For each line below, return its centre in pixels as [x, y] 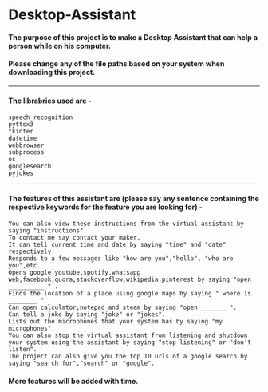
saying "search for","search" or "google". [82, 364]
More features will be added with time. [73, 381]
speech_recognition [41, 117]
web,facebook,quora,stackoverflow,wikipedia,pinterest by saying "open [130, 280]
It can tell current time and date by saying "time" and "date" [117, 245]
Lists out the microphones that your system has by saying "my [116, 322]
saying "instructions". [48, 231]
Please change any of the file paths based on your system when [116, 64]
